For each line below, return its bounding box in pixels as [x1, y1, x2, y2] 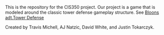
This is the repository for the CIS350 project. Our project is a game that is [5, 4, 156, 10]
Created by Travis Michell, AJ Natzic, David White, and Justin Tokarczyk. [5, 24, 155, 30]
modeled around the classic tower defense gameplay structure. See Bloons [5, 9, 159, 15]
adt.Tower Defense [5, 15, 44, 20]
